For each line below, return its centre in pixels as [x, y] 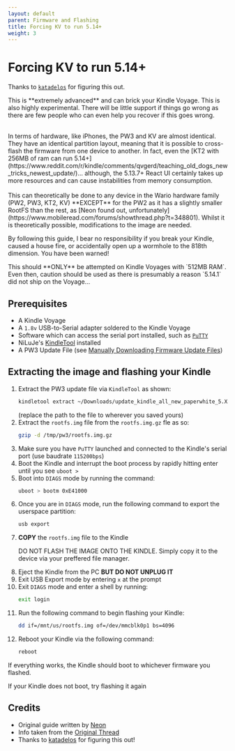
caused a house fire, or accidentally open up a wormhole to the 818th [108, 246]
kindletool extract [46, 402]
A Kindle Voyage [42, 320]
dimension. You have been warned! [59, 253]
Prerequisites [38, 304]
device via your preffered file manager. [74, 559]
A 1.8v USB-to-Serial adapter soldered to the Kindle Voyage [104, 328]
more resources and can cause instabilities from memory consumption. [110, 181]
